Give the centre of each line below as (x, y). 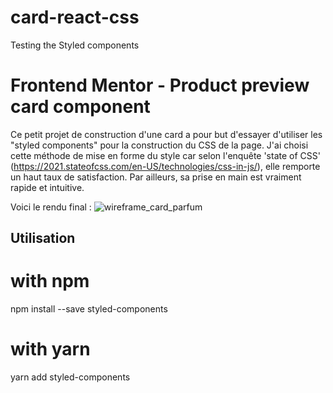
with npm (50, 281)
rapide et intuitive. (47, 187)
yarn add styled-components (70, 377)
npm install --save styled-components (89, 309)
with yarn (50, 349)
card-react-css (75, 17)
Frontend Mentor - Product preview (160, 85)
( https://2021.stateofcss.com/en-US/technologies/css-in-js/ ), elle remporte (165, 166)
